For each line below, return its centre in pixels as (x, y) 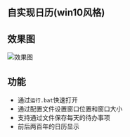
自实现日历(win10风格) (56, 13)
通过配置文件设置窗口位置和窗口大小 (70, 109)
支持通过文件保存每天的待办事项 (64, 118)
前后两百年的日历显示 (48, 126)
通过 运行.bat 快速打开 (48, 100)
